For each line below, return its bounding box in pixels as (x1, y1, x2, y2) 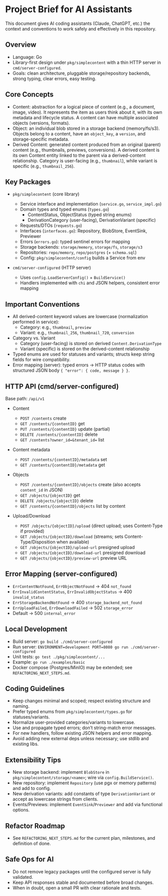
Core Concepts (5, 90, 54, 99)
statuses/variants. (12, 714, 50, 720)
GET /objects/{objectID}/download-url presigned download (20, 549, 146, 556)
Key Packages (5, 178, 51, 186)
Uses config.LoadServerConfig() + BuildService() (20, 274, 126, 281)
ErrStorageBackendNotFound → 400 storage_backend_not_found (12, 599, 142, 605)
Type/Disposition (20, 539, 55, 545)
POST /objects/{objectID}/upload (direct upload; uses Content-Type (20, 523, 163, 529)
